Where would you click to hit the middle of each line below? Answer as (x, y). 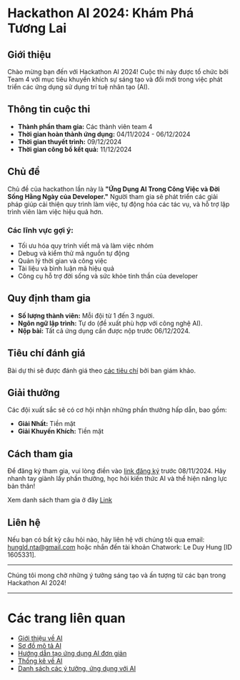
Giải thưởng (34, 393)
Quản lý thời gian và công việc (62, 260)
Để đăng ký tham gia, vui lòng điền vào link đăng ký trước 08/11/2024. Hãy (117, 471)
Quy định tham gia (49, 299)
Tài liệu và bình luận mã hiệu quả (66, 268)
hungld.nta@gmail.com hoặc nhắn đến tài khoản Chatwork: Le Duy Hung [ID (120, 547)
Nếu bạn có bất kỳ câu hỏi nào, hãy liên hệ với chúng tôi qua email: (106, 539)
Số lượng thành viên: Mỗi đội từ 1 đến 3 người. (86, 315)
